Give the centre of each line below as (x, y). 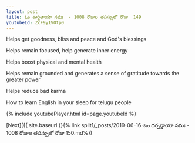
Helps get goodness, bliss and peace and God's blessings (76, 39)
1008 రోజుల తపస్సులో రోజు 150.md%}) (49, 133)
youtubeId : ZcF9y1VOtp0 (35, 22)
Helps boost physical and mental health (54, 62)
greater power (23, 79)
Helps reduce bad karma (36, 91)
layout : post (22, 11)
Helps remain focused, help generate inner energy (67, 51)
